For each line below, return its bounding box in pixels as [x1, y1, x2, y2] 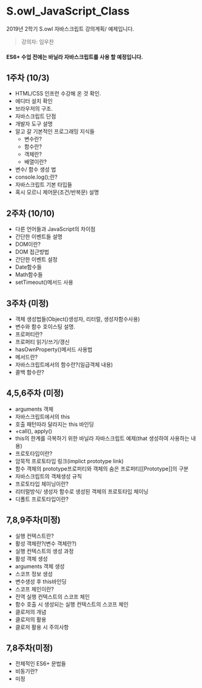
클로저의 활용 [15, 616, 47, 623]
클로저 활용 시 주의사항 [15, 623, 69, 630]
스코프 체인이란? [15, 585, 55, 593]
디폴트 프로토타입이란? [15, 495, 69, 503]
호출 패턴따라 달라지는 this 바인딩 [15, 421, 94, 428]
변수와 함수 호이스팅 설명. [15, 323, 76, 330]
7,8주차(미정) [6, 642, 53, 653]
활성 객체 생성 [15, 555, 48, 562]
